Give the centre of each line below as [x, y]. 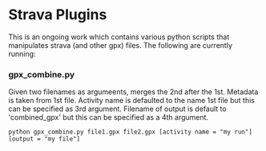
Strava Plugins [58, 15]
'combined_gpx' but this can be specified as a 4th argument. [109, 117]
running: [22, 54]
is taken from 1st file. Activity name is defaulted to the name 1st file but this [131, 101]
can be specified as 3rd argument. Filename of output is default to [117, 109]
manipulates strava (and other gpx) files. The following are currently [120, 45]
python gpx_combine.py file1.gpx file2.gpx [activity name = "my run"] [130, 132]
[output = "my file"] [44, 139]
